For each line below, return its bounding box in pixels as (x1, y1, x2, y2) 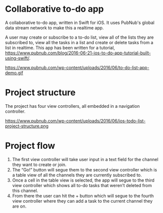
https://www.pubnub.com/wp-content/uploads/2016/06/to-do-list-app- (5, 65, 149, 71)
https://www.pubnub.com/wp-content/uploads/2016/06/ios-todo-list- (5, 118, 146, 123)
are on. (12, 203, 27, 209)
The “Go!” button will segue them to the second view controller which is (12, 166, 158, 172)
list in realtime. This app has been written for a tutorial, (5, 45, 115, 50)
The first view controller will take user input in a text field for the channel (12, 156, 159, 162)
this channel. (12, 188, 38, 193)
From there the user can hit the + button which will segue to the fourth (12, 192, 154, 199)
